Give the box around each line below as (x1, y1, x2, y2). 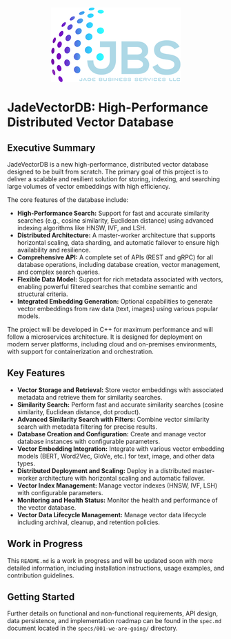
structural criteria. (17, 290, 68, 298)
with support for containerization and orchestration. (7, 347, 154, 355)
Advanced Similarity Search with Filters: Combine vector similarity (17, 415, 210, 423)
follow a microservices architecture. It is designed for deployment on (7, 333, 203, 341)
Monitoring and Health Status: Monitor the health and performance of (17, 496, 219, 504)
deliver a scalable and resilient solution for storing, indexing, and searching (7, 175, 221, 183)
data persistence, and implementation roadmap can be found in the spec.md (7, 617, 222, 625)
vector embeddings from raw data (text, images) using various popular (17, 305, 219, 313)
